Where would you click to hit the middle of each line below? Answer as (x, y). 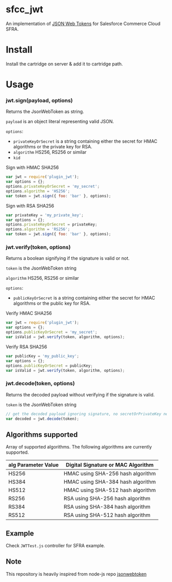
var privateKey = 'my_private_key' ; (45, 215)
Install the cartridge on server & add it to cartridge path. (64, 64)
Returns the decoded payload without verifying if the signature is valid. (80, 394)
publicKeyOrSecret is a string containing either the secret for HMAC (84, 298)
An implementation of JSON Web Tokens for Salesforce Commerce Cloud (83, 24)
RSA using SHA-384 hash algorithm (107, 507)
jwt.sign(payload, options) (39, 100)
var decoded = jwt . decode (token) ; (43, 419)
